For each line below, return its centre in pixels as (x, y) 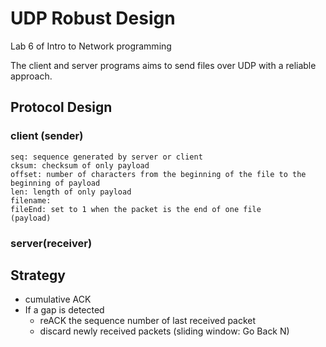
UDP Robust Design (93, 18)
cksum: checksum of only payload (80, 165)
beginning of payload (55, 183)
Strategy (38, 275)
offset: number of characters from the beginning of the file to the (158, 174)
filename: (31, 200)
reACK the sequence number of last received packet (148, 321)
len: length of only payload (71, 192)
